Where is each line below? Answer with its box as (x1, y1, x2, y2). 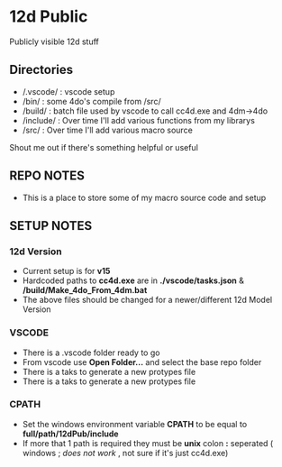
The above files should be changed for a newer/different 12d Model (22, 295, 273, 306)
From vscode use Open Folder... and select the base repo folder (22, 356, 262, 367)
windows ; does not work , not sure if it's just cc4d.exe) (22, 447, 229, 458)
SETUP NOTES (9, 218, 93, 233)
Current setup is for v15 (22, 266, 111, 277)
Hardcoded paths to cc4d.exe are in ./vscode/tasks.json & (22, 275, 245, 286)
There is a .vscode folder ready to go (22, 347, 160, 358)
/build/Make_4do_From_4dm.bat (22, 285, 148, 296)
